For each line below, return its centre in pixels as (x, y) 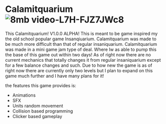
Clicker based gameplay (37, 116)
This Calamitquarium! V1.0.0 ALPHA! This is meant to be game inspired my (82, 33)
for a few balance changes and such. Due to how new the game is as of (79, 65)
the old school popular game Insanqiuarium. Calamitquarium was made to (81, 39)
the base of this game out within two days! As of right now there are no (78, 55)
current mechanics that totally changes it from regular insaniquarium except (83, 60)
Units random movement (38, 106)
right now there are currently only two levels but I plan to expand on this (79, 70)
